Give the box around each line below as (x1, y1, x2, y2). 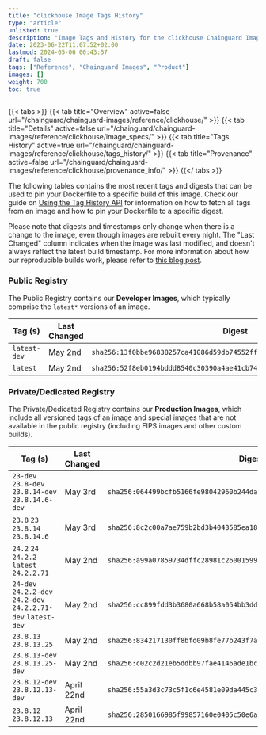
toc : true (8, 85, 41, 93)
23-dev (12, 471, 37, 480)
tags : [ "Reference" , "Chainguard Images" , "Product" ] (8, 63, 190, 71)
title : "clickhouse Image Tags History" (8, 11, 144, 20)
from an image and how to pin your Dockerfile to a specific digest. (8, 207, 224, 216)
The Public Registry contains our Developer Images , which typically (8, 293, 231, 303)
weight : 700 (8, 78, 47, 86)
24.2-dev (12, 595, 45, 604)
